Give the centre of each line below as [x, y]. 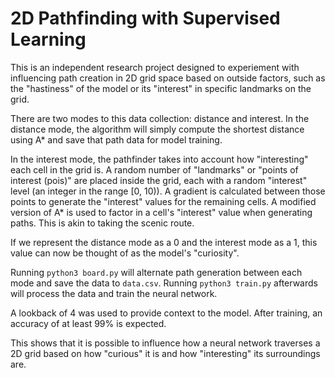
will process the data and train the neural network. [114, 293]
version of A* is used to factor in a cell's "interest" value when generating [161, 212]
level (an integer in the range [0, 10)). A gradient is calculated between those [168, 191]
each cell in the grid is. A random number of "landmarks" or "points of [154, 169]
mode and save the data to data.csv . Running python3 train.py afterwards [164, 283]
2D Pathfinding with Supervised [145, 18]
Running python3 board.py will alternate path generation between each [156, 272]
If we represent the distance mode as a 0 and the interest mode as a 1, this [164, 242]
